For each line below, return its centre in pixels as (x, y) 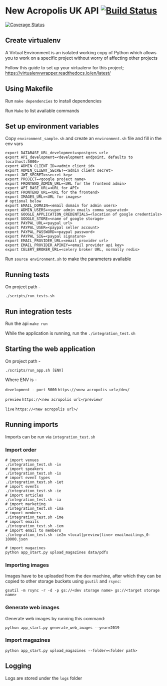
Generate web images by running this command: (55, 618)
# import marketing (25, 504)
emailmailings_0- (133, 535)
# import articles (24, 495)
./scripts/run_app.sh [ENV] (34, 370)
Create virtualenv (33, 40)
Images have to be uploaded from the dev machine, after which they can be (83, 576)
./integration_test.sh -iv (33, 465)
